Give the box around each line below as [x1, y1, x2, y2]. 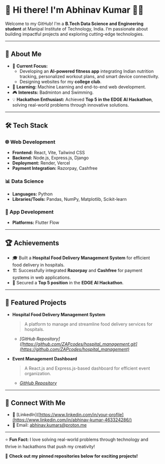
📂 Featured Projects [5, 299, 67, 307]
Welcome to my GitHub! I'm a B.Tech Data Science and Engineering [5, 21, 144, 27]
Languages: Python [12, 191, 53, 197]
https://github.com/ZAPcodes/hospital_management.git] [23, 341, 137, 347]
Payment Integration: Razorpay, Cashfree [12, 165, 98, 171]
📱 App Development [5, 208, 54, 215]
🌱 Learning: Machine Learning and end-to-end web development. [12, 83, 146, 90]
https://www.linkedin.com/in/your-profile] [40, 412, 124, 418]
